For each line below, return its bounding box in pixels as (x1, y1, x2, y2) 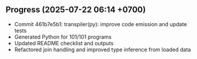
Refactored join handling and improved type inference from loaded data (14, 46, 191, 53)
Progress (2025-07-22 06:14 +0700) (5, 5, 146, 15)
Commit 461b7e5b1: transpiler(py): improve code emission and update (14, 20, 187, 27)
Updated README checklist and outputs (14, 39, 114, 46)
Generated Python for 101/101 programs (14, 33, 112, 41)
